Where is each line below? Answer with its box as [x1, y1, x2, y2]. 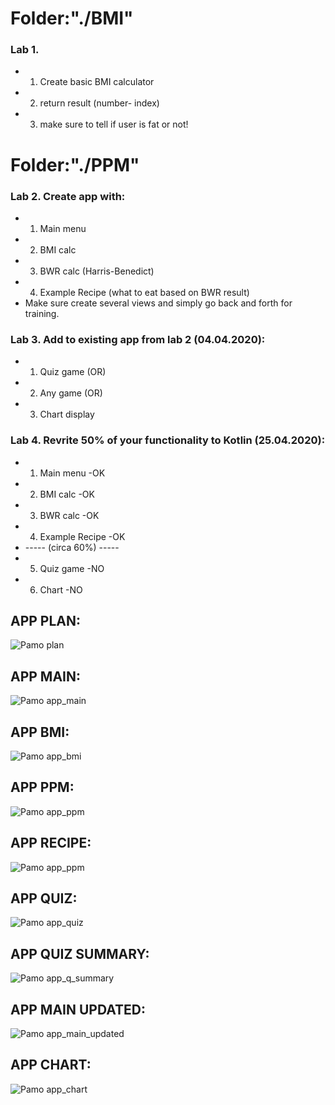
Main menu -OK [39, 467, 106, 479]
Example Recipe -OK [39, 530, 126, 542]
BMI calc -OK [39, 488, 95, 500]
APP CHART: [10, 1057, 92, 1074]
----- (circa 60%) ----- [24, 541, 120, 553]
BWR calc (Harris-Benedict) [39, 265, 155, 277]
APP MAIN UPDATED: [10, 1001, 147, 1018]
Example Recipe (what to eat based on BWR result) [39, 286, 250, 298]
